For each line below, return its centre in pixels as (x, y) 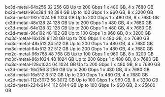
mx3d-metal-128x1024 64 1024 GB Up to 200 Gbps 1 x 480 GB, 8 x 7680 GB (83, 64)
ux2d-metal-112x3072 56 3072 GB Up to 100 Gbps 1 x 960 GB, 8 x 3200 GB (82, 80)
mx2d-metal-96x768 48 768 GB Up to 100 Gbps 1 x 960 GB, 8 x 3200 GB (79, 54)
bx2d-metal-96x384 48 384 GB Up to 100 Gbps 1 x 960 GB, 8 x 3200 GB (79, 12)
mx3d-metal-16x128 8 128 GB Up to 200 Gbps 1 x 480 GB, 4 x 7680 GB (77, 38)
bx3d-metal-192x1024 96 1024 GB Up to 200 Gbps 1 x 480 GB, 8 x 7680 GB (82, 17)
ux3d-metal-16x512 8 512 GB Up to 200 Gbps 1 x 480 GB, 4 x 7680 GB (77, 75)
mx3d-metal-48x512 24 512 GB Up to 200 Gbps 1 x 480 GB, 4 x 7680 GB (79, 43)
